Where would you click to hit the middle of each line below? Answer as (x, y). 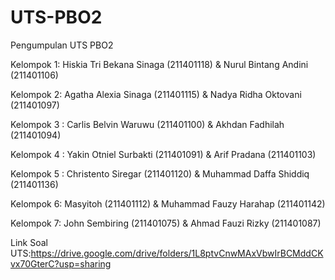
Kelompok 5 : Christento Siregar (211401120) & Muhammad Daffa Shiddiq (160, 173)
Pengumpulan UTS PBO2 (62, 45)
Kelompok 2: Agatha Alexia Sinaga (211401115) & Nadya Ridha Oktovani (156, 94)
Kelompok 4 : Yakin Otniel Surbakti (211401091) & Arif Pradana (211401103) (163, 154)
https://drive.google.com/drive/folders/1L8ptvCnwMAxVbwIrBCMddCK (177, 253)
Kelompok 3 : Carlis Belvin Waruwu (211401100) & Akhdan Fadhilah (147, 124)
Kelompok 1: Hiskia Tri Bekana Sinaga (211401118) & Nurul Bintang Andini (159, 64)
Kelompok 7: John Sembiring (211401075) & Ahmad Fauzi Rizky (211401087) (166, 223)
